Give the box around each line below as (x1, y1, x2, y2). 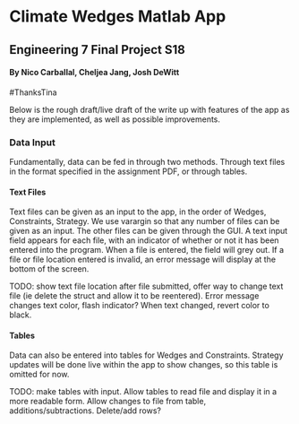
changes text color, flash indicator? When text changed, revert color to (9, 300, 270, 311)
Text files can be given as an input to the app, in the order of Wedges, (9, 206, 267, 217)
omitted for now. (9, 369, 70, 380)
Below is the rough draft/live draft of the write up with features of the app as (9, 104, 290, 115)
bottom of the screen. (9, 264, 90, 274)
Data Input (9, 136, 56, 149)
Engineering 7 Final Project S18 (9, 42, 185, 57)
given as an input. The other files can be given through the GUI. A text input (9, 226, 288, 237)
